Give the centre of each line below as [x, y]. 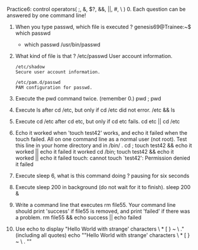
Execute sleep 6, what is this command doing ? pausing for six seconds [102, 176]
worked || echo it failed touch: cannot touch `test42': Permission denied [103, 158]
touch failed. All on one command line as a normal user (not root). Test [101, 139]
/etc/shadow [30, 67]
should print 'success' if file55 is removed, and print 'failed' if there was [103, 211]
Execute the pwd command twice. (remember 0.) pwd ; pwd [88, 98]
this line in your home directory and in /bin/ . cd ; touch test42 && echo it [104, 145]
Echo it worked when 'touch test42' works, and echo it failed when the [101, 133]
